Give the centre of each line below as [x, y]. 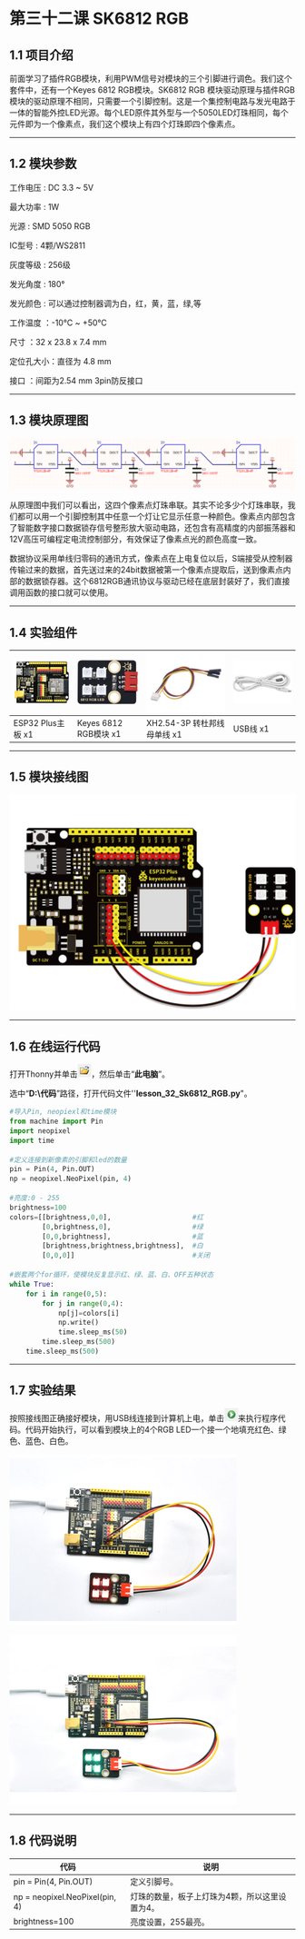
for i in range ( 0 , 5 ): [66, 1294]
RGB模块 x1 [99, 733]
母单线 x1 [164, 735]
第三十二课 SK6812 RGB [99, 19]
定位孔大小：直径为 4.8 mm [60, 361]
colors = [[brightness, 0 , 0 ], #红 [107, 1217]
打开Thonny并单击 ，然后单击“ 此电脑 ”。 [90, 1074]
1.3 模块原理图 [49, 420]
